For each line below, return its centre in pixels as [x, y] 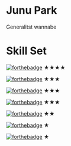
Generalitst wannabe [31, 27]
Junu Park [32, 10]
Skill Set [27, 51]
